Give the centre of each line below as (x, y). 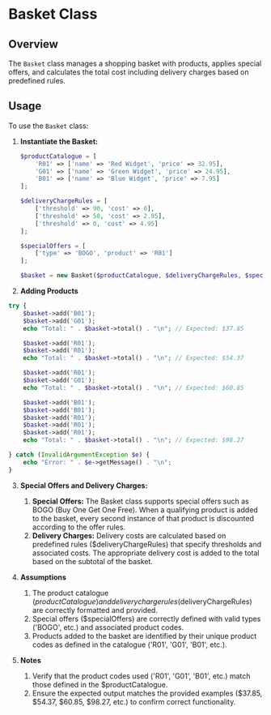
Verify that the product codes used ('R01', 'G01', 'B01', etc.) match (141, 676)
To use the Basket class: (49, 126)
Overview (34, 44)
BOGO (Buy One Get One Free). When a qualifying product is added (145, 509)
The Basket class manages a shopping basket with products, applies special (135, 63)
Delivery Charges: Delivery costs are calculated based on (129, 535)
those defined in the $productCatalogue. (100, 684)
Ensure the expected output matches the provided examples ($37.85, (147, 693)
